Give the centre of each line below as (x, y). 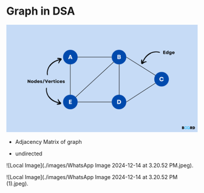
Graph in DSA (41, 11)
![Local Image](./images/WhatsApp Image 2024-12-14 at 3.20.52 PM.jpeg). (100, 166)
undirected (29, 154)
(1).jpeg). (17, 184)
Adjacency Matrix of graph (48, 142)
